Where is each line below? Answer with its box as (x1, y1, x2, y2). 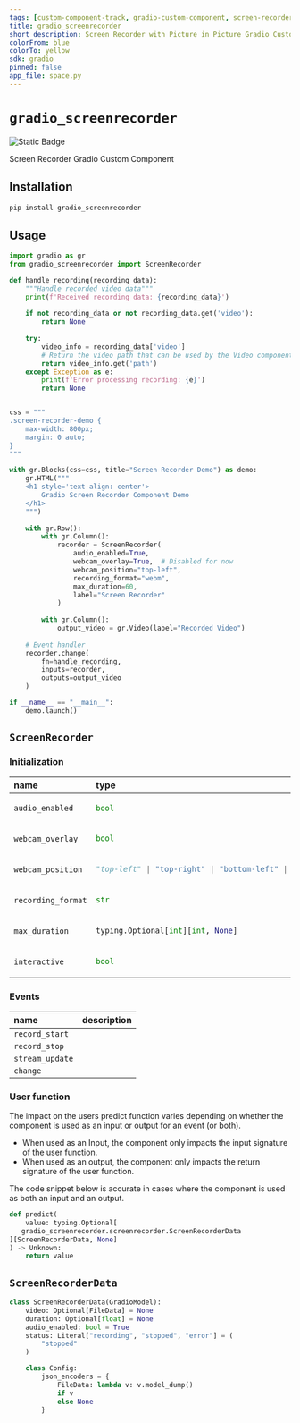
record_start (13, 1029, 70, 1038)
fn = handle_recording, (41, 656, 122, 666)
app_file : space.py (9, 72, 82, 80)
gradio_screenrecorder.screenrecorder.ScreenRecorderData (21, 1226, 242, 1235)
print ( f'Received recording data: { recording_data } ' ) (25, 292, 229, 301)
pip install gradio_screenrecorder (9, 203, 142, 212)
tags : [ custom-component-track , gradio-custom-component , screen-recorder (9, 13, 294, 22)
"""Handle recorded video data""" (25, 284, 154, 293)
